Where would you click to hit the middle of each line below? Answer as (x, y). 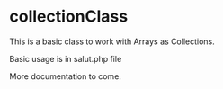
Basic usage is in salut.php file (66, 58)
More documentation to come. (65, 76)
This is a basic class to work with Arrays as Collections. (112, 41)
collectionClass (69, 17)
